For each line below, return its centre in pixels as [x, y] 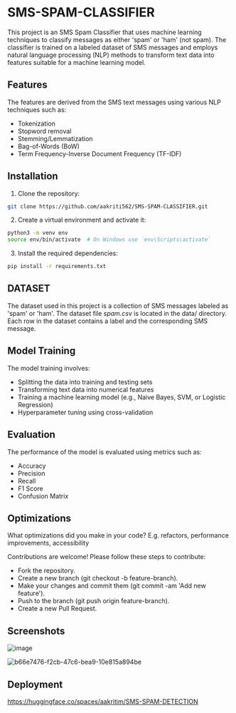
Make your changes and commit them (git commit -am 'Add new [112, 586]
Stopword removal [44, 131]
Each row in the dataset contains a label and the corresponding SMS [108, 321]
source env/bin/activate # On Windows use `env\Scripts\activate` [109, 240]
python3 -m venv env [38, 233]
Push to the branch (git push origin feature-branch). [93, 601]
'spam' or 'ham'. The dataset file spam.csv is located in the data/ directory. [117, 313]
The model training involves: [49, 368]
